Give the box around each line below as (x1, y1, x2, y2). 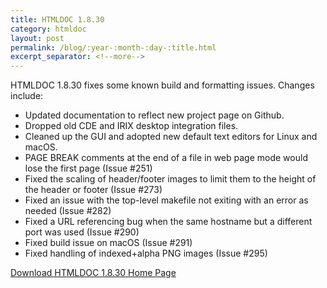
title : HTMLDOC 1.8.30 (10, 14, 105, 25)
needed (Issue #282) (24, 205, 112, 217)
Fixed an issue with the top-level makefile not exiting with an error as (24, 194, 309, 206)
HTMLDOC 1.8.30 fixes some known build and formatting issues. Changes (10, 79, 315, 91)
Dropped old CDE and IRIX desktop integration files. (24, 120, 239, 132)
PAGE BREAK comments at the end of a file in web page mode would (24, 152, 308, 164)
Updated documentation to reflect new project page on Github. (24, 109, 285, 121)
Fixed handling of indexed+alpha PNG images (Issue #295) (24, 247, 268, 260)
